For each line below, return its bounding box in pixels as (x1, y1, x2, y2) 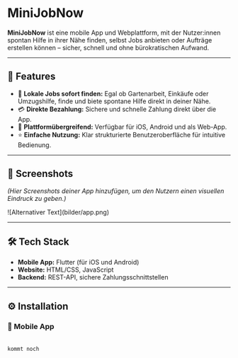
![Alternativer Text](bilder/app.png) (7, 207, 110, 216)
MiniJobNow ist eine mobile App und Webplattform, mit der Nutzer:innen (7, 28, 221, 37)
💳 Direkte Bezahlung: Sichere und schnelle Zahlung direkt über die (17, 105, 217, 113)
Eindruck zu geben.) (7, 194, 67, 202)
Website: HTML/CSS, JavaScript (17, 265, 114, 274)
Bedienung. (17, 140, 52, 149)
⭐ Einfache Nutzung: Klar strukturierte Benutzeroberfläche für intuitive (17, 130, 225, 139)
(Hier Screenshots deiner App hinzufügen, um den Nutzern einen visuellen (7, 186, 225, 195)
